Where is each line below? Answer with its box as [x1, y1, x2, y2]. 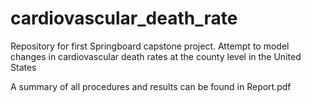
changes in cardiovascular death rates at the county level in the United [10, 50, 302, 62]
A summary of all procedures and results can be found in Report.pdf [10, 80, 292, 92]
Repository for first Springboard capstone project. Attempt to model [10, 40, 290, 52]
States [10, 61, 37, 73]
